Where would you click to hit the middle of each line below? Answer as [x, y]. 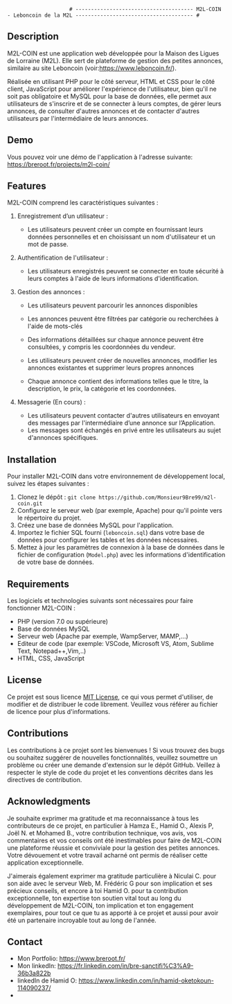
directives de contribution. [45, 779]
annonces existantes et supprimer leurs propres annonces [111, 368]
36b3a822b [34, 973]
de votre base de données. [56, 562]
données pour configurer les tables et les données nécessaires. [108, 540]
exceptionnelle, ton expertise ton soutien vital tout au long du [94, 898]
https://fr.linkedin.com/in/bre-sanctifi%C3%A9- [126, 966]
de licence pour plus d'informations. [59, 711]
